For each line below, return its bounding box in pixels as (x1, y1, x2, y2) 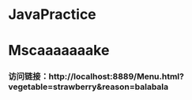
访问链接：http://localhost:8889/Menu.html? (8, 71, 184, 82)
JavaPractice (8, 6, 96, 24)
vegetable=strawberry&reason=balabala (8, 81, 169, 92)
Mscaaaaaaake (8, 42, 110, 60)
